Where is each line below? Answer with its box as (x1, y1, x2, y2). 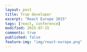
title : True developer (5, 12, 52, 17)
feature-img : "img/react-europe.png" (5, 40, 83, 45)
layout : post (5, 7, 32, 12)
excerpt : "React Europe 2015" (5, 16, 67, 21)
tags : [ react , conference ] (5, 21, 60, 26)
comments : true (5, 30, 36, 35)
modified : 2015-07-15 (5, 26, 50, 31)
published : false (5, 35, 41, 40)
